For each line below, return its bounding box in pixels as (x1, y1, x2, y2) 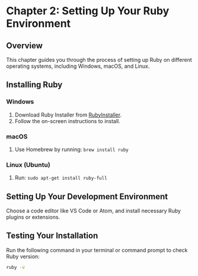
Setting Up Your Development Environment (6, 192, 168, 202)
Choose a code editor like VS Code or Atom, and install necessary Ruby (6, 207, 181, 215)
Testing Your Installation (6, 231, 98, 241)
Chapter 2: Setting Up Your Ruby (6, 4, 170, 18)
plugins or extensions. (6, 214, 60, 221)
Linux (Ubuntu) (6, 161, 50, 169)
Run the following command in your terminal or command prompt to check (6, 246, 188, 253)
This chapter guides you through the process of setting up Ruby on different (6, 57, 193, 63)
